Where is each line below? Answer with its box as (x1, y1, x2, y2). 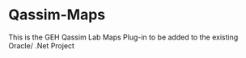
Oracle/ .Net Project (8, 40, 75, 50)
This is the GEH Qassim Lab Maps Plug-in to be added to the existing (8, 32, 239, 42)
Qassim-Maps (8, 6, 106, 24)
